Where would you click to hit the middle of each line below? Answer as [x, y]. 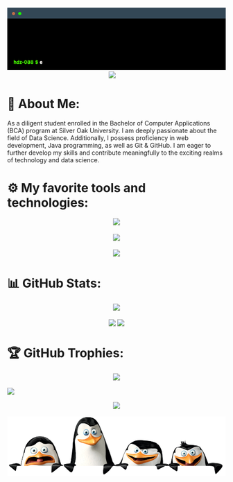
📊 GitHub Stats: [54, 283]
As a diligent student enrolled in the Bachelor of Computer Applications [109, 123]
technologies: [48, 203]
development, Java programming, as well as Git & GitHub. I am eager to [109, 145]
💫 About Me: [44, 104]
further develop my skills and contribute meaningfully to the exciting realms [115, 153]
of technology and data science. [53, 160]
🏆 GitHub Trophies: [66, 353]
